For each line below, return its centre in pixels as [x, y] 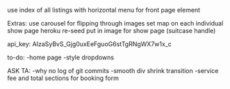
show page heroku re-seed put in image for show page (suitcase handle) [112, 31]
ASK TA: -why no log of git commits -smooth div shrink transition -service [113, 71]
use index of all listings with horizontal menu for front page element [104, 10]
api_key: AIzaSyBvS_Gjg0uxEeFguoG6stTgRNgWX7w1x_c [90, 44]
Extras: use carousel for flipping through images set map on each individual [115, 23]
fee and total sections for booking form [63, 78]
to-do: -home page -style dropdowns [61, 57]
